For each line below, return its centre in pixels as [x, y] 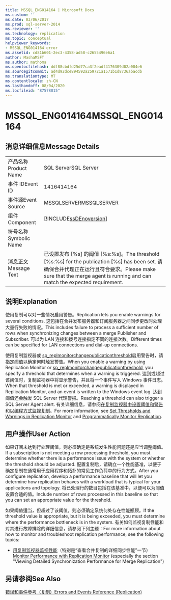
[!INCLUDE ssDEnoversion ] [76, 219]
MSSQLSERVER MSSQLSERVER [81, 203]
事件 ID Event [23, 184]
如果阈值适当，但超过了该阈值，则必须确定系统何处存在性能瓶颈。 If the [80, 510]
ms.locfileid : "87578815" [33, 90]
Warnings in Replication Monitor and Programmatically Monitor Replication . [84, 417]
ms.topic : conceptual [28, 39]
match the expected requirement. [84, 282]
